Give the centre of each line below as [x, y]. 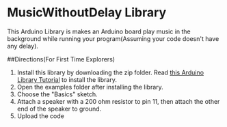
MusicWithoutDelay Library [86, 13]
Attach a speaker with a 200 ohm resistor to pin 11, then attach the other [118, 101]
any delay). [23, 46]
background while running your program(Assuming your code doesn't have [113, 38]
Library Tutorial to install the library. [67, 79]
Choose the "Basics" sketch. [57, 94]
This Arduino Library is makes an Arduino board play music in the [99, 31]
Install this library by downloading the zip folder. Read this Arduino [110, 72]
